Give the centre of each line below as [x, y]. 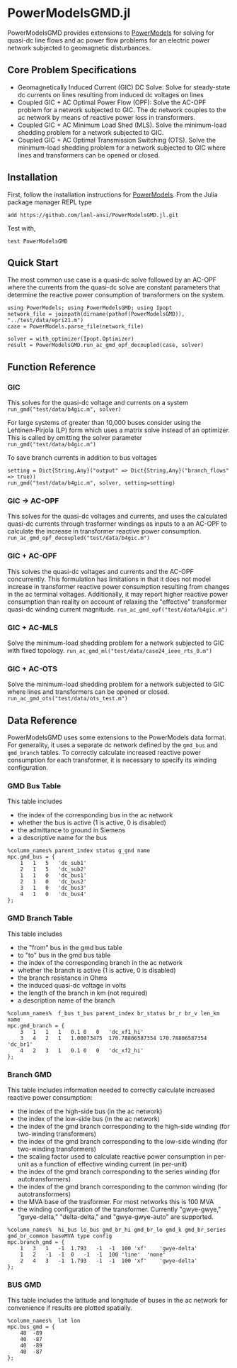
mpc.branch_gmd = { [36, 1242]
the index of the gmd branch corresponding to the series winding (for [118, 1171]
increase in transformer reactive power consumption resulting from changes [118, 586]
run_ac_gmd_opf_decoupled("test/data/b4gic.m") [79, 538]
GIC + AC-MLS [33, 627]
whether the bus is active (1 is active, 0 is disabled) [92, 823]
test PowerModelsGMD [38, 241]
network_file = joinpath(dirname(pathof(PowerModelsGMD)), [96, 314]
